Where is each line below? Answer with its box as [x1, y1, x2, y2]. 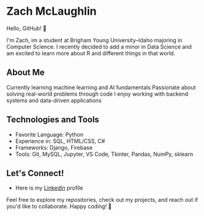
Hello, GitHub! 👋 [6, 25, 47, 32]
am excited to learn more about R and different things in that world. [6, 49, 176, 56]
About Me [6, 67, 45, 78]
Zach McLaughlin [6, 4, 97, 18]
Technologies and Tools [6, 115, 100, 125]
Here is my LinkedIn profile [15, 184, 83, 191]
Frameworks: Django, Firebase [15, 144, 93, 151]
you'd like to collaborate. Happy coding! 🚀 [6, 202, 112, 210]
